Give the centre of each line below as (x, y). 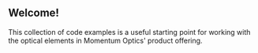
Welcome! (34, 13)
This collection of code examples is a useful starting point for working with (129, 32)
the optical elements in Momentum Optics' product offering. (105, 40)
